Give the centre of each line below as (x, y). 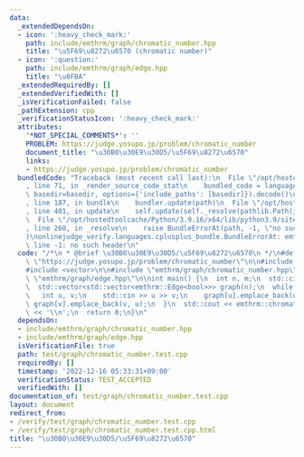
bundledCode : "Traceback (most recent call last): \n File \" (137, 177)
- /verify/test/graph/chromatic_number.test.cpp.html (113, 430)
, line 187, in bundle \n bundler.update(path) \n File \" (143, 203)
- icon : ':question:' (58, 60)
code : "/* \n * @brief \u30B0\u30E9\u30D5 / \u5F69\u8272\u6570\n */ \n (149, 253)
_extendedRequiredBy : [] (64, 85)
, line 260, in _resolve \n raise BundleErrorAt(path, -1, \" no (153, 228)
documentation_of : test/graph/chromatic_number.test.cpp (119, 396)
